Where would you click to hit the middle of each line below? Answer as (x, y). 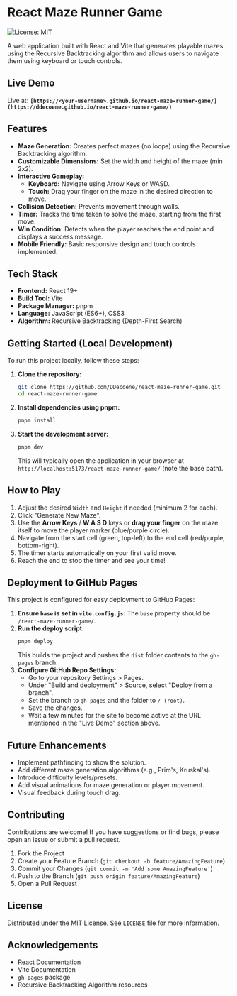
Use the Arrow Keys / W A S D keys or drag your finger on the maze (118, 522)
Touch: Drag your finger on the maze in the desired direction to (121, 191)
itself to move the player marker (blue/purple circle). (93, 530)
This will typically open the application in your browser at (100, 460)
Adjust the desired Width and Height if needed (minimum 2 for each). (117, 508)
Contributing (36, 815)
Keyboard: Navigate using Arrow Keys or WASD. (99, 184)
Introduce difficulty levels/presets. (68, 777)
